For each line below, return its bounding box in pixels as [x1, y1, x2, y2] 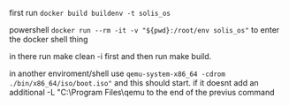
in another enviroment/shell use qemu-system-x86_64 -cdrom [9, 68, 225, 79]
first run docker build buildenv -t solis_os [9, 8, 171, 18]
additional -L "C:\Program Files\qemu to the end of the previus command [9, 87, 275, 97]
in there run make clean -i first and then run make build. [9, 51, 212, 61]
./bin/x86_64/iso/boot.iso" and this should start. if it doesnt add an [9, 78, 259, 87]
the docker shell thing [9, 34, 88, 44]
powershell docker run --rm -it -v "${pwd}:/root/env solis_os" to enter [9, 25, 280, 34]
